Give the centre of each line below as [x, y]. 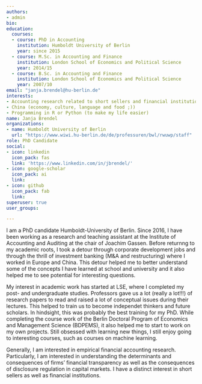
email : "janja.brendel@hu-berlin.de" [54, 90]
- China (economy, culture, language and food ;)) [71, 107]
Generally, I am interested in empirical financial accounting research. [91, 350]
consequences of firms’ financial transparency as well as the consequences [100, 363]
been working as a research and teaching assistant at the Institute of [91, 237]
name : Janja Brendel [32, 118]
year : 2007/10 [35, 85]
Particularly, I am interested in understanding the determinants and [89, 356]
